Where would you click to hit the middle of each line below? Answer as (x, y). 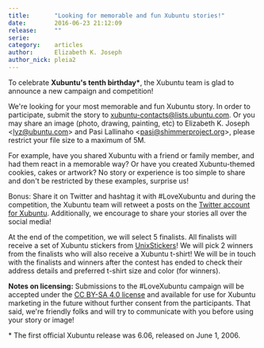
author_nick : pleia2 (42, 60)
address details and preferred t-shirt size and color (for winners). (114, 270)
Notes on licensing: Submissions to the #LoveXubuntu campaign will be (126, 286)
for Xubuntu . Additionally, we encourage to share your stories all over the (128, 213)
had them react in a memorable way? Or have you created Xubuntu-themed (132, 164)
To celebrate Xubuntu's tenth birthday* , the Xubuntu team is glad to (121, 82)
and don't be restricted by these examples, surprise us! (98, 180)
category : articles (46, 45)
